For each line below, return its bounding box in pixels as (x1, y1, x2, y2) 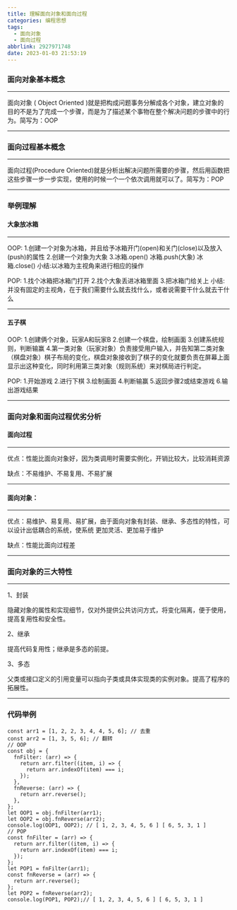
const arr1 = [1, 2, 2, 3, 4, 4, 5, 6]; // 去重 (7, 728, 151, 735)
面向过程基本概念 (7, 142, 66, 152)
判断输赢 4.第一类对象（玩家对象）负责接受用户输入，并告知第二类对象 (19, 344, 225, 352)
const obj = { (7, 747, 49, 754)
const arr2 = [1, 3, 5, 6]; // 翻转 (7, 735, 113, 742)
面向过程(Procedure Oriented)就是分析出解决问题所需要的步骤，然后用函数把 (7, 166, 230, 175)
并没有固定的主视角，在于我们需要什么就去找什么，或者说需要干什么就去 (7, 285, 217, 293)
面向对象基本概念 (7, 74, 66, 84)
